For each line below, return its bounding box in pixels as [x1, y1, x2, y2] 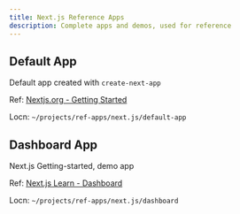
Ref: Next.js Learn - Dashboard [9, 178, 123, 188]
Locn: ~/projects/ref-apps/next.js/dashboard [9, 195, 179, 206]
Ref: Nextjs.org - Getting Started [9, 95, 128, 105]
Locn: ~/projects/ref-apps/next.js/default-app [9, 111, 187, 122]
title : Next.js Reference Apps [9, 12, 125, 22]
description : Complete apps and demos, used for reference [9, 21, 232, 30]
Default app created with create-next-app [9, 77, 161, 88]
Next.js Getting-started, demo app [9, 161, 135, 172]
